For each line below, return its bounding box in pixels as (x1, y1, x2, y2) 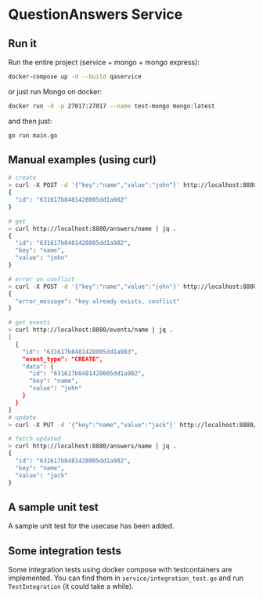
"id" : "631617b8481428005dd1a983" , (22, 348, 139, 356)
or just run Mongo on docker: (8, 86, 103, 96)
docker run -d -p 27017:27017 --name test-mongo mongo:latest (8, 102, 215, 110)
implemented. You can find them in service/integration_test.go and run (8, 573, 244, 583)
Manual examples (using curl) (8, 153, 157, 166)
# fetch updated (8, 435, 61, 443)
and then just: (8, 116, 52, 126)
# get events (8, 319, 51, 327)
